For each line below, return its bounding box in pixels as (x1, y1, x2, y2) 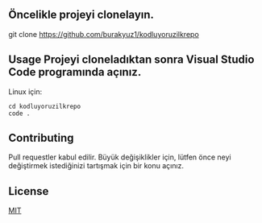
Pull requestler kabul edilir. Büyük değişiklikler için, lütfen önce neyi (8, 152, 231, 162)
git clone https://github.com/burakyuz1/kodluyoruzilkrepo (8, 29, 199, 39)
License (8, 184, 49, 198)
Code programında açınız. (8, 65, 142, 79)
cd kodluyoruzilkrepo (8, 102, 81, 110)
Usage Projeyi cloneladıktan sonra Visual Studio (8, 53, 255, 67)
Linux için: (8, 86, 43, 97)
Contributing (8, 131, 74, 145)
